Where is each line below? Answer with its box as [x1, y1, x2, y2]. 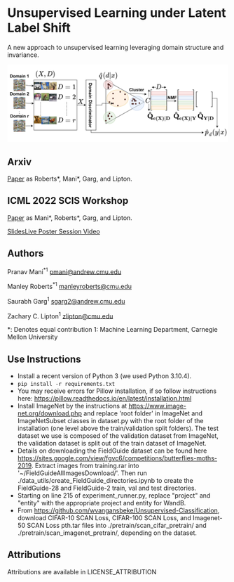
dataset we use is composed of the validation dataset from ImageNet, [17, 432, 219, 440]
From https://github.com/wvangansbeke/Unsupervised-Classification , [17, 506, 220, 515]
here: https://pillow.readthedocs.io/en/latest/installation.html [17, 394, 192, 403]
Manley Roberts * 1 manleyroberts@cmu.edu [7, 281, 132, 290]
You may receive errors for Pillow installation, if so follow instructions [17, 387, 217, 395]
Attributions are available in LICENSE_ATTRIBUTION [7, 567, 157, 576]
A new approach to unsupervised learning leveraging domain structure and [7, 43, 224, 51]
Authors [7, 247, 44, 259]
